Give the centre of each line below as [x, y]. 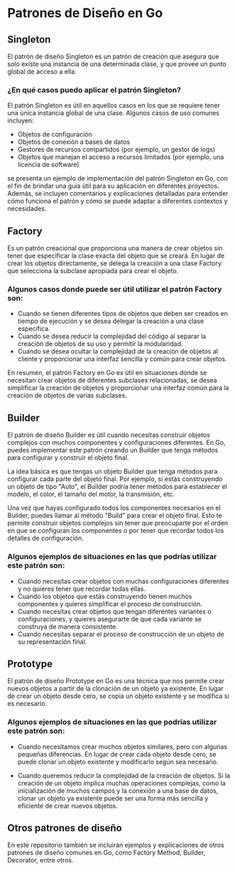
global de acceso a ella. [42, 72]
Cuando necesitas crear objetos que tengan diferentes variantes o [114, 611]
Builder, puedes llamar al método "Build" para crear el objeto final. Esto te [115, 516]
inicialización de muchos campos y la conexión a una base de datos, [118, 791]
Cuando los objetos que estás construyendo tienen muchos [105, 596]
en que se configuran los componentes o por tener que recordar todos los [116, 531]
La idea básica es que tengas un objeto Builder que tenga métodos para [112, 472]
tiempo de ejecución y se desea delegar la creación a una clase [111, 321]
